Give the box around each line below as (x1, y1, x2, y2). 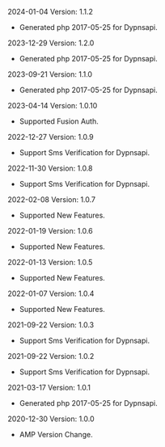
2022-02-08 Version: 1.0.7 (7, 195, 96, 205)
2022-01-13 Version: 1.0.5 (7, 258, 93, 267)
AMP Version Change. (19, 430, 94, 439)
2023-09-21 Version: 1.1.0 (7, 70, 93, 79)
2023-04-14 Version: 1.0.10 (7, 101, 98, 110)
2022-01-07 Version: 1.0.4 (7, 289, 95, 298)
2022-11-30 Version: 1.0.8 (7, 163, 93, 173)
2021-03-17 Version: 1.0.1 (7, 383, 91, 392)
